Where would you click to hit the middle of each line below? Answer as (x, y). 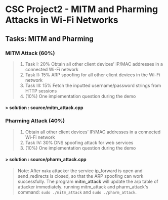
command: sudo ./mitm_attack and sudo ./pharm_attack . (77, 192)
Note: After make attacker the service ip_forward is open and (80, 171)
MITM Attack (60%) (30, 53)
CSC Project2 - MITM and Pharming (82, 9)
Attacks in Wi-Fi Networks (62, 20)
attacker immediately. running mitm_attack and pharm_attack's (83, 187)
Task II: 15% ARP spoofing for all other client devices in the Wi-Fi (93, 75)
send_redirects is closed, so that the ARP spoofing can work (80, 176)
